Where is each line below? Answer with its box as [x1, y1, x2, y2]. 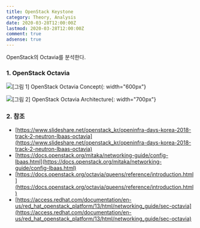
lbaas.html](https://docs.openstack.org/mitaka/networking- [14, 158, 162, 165]
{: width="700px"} [111, 96, 157, 103]
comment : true [6, 31, 42, 37]
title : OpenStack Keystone [6, 8, 74, 15]
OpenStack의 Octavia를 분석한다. [6, 54, 86, 60]
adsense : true [6, 36, 42, 42]
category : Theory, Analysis [6, 14, 77, 20]
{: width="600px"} [101, 83, 147, 90]
